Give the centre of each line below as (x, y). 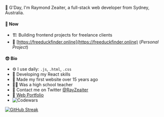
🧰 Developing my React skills (41, 74)
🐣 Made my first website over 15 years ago (55, 79)
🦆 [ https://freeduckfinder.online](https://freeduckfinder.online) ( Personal (85, 42)
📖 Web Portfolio (28, 95)
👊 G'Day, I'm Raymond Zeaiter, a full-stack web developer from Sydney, (77, 8)
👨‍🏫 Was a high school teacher (42, 85)
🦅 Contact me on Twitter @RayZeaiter (50, 90)
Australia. (15, 13)
